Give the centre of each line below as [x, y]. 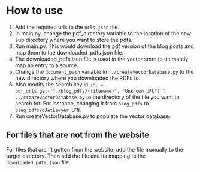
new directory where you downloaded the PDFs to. [78, 78]
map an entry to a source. [47, 65]
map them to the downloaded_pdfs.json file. [69, 52]
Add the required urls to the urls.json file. [67, 27]
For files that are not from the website [78, 135]
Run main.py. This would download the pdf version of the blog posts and [104, 46]
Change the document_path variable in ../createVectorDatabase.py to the [104, 71]
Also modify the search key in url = [59, 84]
